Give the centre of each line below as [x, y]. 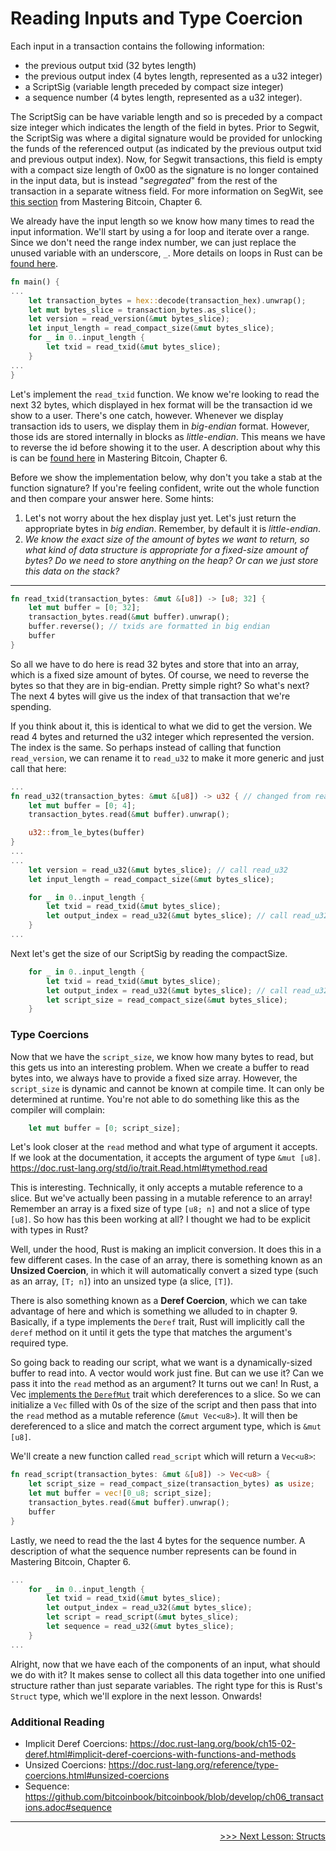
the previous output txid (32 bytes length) [110, 65]
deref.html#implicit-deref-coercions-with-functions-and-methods [160, 1754]
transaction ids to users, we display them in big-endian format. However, [160, 426]
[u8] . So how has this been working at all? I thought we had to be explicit [160, 1219]
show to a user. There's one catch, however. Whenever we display [147, 415]
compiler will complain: [58, 1109]
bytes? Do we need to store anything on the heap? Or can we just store [171, 560]
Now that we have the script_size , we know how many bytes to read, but [162, 1056]
